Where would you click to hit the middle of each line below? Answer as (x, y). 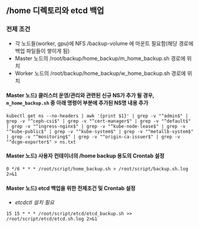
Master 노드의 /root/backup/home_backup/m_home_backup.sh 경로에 (100, 58)
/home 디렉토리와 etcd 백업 (55, 11)
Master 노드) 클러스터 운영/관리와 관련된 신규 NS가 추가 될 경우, (80, 95)
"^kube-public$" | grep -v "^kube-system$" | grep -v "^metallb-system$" (100, 131)
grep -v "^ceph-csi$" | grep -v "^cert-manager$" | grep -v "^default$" (99, 121)
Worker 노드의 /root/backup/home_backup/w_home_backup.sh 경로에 (100, 73)
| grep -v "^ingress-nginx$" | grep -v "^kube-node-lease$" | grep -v (96, 126)
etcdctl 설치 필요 (35, 202)
